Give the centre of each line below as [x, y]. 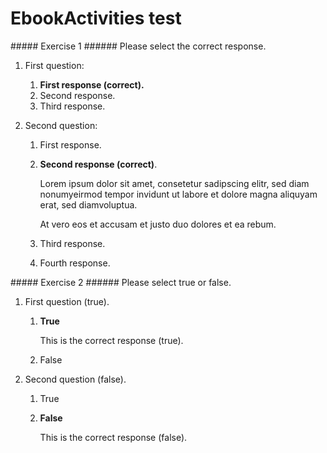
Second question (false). [75, 379]
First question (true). [67, 301]
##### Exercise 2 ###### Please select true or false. [121, 282]
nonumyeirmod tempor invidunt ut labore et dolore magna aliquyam [178, 194]
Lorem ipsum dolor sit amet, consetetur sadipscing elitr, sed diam [174, 183]
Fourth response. [75, 263]
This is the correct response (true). [111, 340]
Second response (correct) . [98, 164]
